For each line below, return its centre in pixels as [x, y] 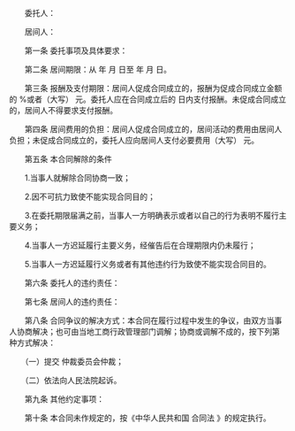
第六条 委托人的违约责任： [72, 283]
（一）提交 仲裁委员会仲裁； [74, 362]
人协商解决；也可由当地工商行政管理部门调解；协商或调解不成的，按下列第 [144, 331]
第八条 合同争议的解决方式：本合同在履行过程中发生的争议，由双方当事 [153, 320]
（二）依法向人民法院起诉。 [73, 380]
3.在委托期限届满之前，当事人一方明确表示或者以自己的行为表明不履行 [152, 215]
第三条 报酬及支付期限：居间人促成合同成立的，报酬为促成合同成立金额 [153, 88]
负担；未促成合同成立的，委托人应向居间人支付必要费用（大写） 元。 [134, 140]
